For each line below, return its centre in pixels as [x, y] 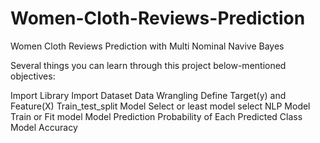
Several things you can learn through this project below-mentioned [148, 65]
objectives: [33, 76]
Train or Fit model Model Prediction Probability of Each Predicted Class [156, 116]
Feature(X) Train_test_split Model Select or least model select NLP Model [160, 106]
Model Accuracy [44, 127]
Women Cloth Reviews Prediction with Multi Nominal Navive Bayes [147, 46]
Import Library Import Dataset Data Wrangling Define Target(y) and [148, 95]
